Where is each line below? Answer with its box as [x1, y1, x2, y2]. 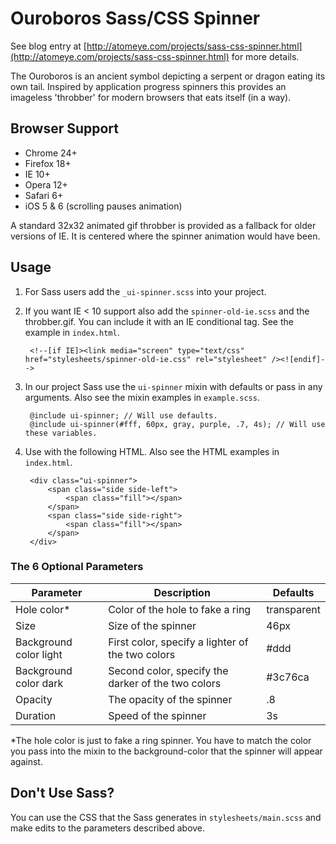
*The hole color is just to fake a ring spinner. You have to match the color [10, 734, 312, 746]
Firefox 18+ [24, 157, 72, 169]
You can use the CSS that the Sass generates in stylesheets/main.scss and [10, 811, 322, 823]
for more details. [231, 50, 300, 62]
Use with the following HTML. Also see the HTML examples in [24, 445, 280, 457]
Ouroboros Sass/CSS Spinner [10, 7, 261, 30]
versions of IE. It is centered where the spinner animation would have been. [10, 230, 321, 242]
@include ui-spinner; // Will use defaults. [29, 410, 218, 421]
